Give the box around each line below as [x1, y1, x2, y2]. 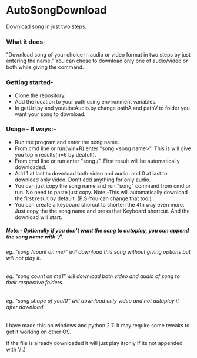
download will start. [14, 213, 63, 221]
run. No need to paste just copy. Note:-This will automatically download [14, 188, 188, 195]
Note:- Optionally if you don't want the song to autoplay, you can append [6, 227, 189, 234]
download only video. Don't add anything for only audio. [14, 176, 151, 183]
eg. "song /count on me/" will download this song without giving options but [6, 248, 191, 255]
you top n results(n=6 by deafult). [14, 151, 96, 158]
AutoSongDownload [6, 4, 107, 17]
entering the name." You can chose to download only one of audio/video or [6, 57, 188, 65]
